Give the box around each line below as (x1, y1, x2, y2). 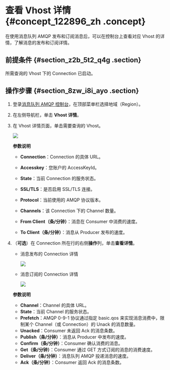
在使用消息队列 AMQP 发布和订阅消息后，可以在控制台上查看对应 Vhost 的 (5, 33, 161, 39)
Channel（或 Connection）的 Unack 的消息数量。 (35, 321, 138, 327)
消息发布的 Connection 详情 (20, 251, 79, 257)
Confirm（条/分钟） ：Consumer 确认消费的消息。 (20, 340, 123, 346)
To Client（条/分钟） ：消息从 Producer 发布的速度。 (20, 229, 128, 235)
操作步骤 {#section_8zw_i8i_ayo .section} (5, 87, 140, 95)
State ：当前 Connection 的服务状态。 (20, 175, 99, 181)
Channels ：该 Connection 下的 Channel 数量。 (20, 208, 119, 214)
